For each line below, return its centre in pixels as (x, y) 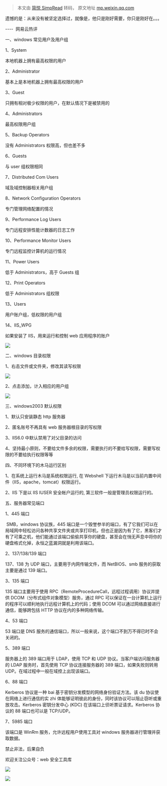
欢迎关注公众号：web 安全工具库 (39, 759)
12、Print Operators (25, 283)
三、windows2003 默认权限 (34, 406)
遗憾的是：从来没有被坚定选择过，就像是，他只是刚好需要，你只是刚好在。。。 (83, 18)
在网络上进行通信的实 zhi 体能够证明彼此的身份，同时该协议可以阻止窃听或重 (83, 698)
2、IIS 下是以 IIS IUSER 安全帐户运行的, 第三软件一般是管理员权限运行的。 (80, 493)
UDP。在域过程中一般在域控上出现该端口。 (49, 671)
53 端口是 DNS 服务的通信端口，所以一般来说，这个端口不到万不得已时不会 (82, 631)
